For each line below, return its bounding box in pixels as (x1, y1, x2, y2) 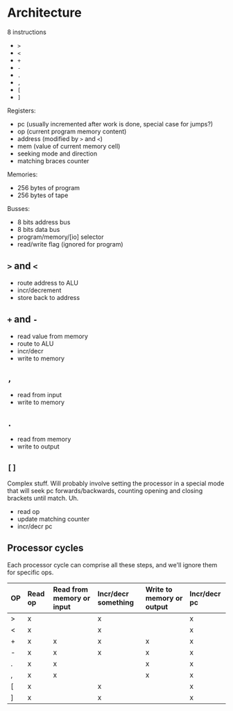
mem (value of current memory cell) (17, 142, 121, 150)
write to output (17, 442, 60, 451)
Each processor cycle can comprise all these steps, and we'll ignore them (7, 560, 218, 569)
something (97, 597, 134, 607)
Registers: (7, 106, 36, 115)
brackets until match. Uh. (7, 494, 79, 502)
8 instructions (7, 28, 46, 36)
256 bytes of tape (17, 191, 69, 199)
